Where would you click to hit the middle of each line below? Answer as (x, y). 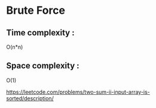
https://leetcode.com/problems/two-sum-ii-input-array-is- (78, 92)
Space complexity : (43, 66)
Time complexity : (40, 33)
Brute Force (36, 10)
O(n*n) (15, 47)
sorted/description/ (30, 98)
